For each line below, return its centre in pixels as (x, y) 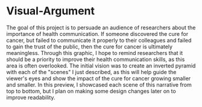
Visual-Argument (51, 11)
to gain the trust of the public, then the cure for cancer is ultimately (90, 47)
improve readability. (31, 97)
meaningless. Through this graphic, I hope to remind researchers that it (95, 53)
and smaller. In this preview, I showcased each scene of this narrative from (99, 84)
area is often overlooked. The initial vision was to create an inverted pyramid (101, 65)
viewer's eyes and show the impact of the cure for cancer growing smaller (99, 78)
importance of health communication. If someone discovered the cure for (97, 33)
